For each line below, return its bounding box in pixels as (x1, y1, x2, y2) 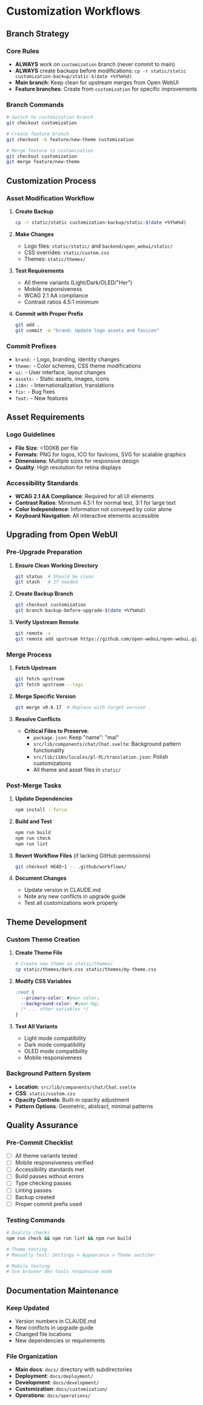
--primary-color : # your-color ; (21, 995, 100, 1001)
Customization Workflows (6, 4, 141, 18)
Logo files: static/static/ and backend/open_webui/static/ (24, 242, 173, 249)
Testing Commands (6, 1216, 65, 1224)
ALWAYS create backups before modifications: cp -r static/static (15, 67, 187, 74)
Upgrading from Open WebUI (6, 529, 118, 540)
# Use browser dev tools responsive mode (6, 1269, 113, 1275)
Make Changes (15, 230, 55, 238)
